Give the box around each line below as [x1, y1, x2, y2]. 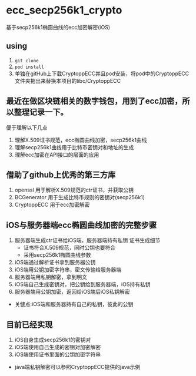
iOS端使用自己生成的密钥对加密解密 [14, 344, 101, 350]
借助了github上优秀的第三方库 [6, 170, 116, 180]
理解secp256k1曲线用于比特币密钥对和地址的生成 [14, 143, 134, 150]
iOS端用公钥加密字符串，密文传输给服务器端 [14, 266, 122, 273]
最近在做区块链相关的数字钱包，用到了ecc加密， [6, 96, 182, 106]
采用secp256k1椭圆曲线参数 [23, 251, 91, 258]
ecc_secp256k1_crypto [6, 4, 122, 17]
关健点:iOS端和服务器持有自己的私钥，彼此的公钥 [14, 301, 134, 308]
